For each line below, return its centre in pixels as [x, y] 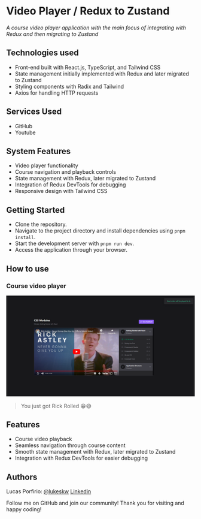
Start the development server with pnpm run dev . [74, 243]
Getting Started [36, 210]
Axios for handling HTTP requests [57, 93]
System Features [38, 151]
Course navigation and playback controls [66, 172]
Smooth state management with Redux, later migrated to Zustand [95, 452]
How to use [28, 269]
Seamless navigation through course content [70, 445]
